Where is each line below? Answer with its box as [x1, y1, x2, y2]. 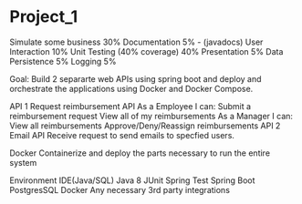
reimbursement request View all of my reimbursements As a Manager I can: [9, 110, 294, 121]
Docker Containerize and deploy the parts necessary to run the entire [9, 148, 271, 158]
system [9, 157, 37, 168]
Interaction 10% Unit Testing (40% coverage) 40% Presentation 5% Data [9, 46, 284, 56]
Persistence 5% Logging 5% [9, 56, 117, 66]
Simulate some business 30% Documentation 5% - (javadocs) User [9, 36, 264, 47]
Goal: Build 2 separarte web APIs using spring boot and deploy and [9, 73, 262, 84]
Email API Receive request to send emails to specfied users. [9, 129, 235, 140]
